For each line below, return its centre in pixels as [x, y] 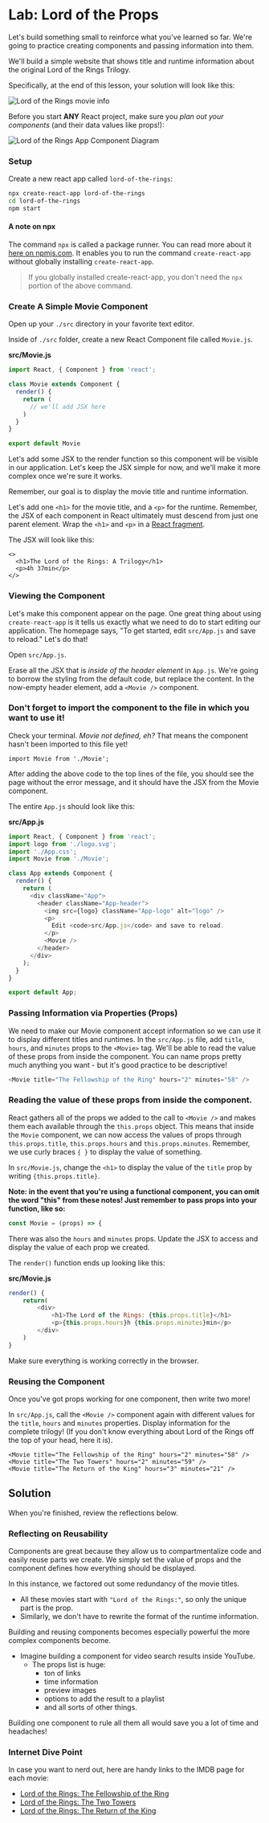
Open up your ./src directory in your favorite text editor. [102, 324]
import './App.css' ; [43, 852]
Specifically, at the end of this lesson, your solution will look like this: [122, 85]
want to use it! [37, 718]
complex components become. [59, 1641]
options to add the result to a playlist [104, 1699]
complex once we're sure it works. [65, 476]
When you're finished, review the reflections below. [93, 1513]
